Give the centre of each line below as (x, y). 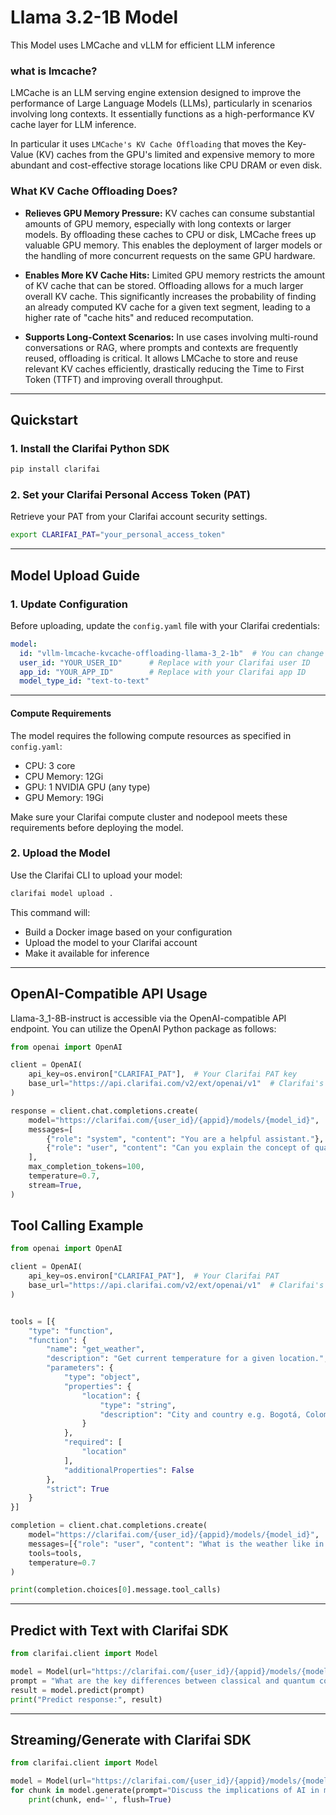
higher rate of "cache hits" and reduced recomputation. (139, 317)
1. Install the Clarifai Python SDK (90, 448)
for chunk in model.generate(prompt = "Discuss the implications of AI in (165, 1791)
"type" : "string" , (138, 1405)
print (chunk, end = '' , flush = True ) (100, 1799)
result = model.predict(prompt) (77, 1690)
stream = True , (55, 1185)
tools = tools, (55, 1553)
